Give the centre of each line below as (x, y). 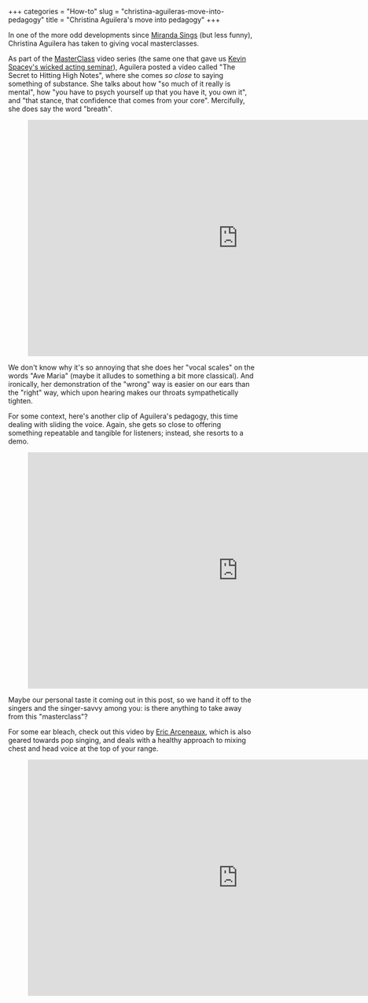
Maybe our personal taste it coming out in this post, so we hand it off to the (130, 700)
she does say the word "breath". (60, 109)
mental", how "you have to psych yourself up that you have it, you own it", (128, 92)
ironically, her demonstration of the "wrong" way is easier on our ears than (129, 384)
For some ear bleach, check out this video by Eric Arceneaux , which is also (130, 732)
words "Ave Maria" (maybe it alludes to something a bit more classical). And (131, 376)
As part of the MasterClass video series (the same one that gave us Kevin (127, 59)
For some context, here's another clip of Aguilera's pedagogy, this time (123, 416)
